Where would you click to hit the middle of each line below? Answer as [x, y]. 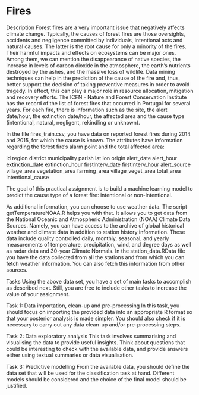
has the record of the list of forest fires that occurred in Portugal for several [98, 103]
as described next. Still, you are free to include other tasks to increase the [97, 288]
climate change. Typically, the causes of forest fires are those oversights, [96, 33]
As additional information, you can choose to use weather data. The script [97, 206]
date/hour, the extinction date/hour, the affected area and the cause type [95, 116]
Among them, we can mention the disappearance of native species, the [94, 59]
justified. [17, 385]
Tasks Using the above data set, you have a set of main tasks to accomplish [99, 281]
